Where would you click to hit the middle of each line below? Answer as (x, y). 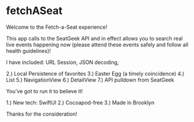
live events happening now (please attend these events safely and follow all (97, 45)
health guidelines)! (28, 50)
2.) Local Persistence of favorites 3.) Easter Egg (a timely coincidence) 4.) (95, 73)
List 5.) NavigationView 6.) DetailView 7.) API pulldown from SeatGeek (90, 80)
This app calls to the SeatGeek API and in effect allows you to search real (94, 38)
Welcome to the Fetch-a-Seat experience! (57, 27)
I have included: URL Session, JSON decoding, (62, 62)
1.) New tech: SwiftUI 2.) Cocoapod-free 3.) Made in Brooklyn (80, 102)
